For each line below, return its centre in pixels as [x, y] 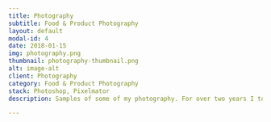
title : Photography [41, 16]
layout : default [35, 31]
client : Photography [43, 76]
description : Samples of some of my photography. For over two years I [131, 99]
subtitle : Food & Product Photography [73, 23]
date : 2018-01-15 [38, 46]
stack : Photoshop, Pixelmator [59, 91]
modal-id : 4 [28, 38]
